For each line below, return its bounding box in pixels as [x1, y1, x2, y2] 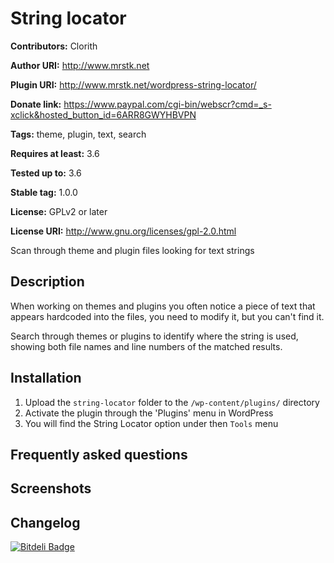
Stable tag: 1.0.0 [10, 186, 78, 198]
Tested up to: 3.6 [10, 167, 82, 179]
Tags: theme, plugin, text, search [10, 128, 147, 140]
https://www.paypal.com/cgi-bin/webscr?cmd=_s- [63, 98, 272, 110]
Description [10, 273, 85, 291]
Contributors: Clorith [10, 40, 98, 52]
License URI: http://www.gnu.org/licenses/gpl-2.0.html [10, 225, 237, 237]
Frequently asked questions [10, 446, 188, 463]
